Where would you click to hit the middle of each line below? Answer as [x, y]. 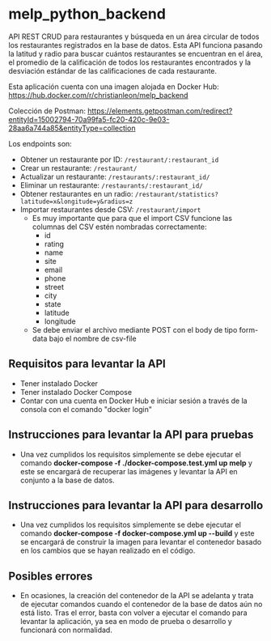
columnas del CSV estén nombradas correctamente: [119, 227]
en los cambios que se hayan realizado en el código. [108, 550]
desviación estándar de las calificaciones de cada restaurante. [112, 70]
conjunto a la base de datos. [67, 480]
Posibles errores [51, 576]
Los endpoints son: [40, 143]
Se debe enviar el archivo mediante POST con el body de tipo [135, 329]
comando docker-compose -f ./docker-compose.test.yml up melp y [136, 463]
